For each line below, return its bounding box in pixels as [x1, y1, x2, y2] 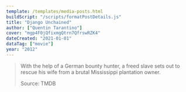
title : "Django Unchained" [6, 19, 72, 25]
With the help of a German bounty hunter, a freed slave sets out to [20, 62, 180, 69]
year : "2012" [6, 47, 38, 52]
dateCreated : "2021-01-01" [6, 36, 72, 41]
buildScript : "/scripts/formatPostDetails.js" [6, 14, 122, 20]
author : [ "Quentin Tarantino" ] [6, 24, 82, 31]
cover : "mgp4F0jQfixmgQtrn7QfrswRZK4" [6, 30, 101, 36]
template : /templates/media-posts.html [6, 8, 104, 15]
